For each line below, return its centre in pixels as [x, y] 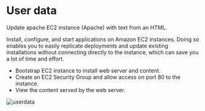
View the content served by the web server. [70, 90]
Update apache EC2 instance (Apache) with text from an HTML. [87, 27]
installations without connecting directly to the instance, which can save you [102, 52]
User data [32, 11]
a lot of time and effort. [35, 59]
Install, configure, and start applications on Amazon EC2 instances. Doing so [103, 39]
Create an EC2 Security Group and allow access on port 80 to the [98, 77]
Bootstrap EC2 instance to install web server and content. [88, 70]
